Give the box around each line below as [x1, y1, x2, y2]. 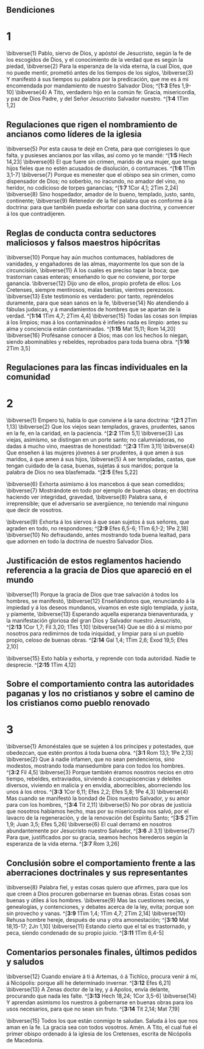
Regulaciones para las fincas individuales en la [6, 362, 188, 373]
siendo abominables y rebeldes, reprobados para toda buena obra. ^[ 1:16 [6, 338, 190, 345]
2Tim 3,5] [6, 344, 30, 352]
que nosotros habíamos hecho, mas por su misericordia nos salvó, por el [6, 807, 189, 815]
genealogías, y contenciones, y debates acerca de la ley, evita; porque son [6, 903, 194, 911]
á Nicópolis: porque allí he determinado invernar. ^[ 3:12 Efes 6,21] [6, 979, 171, 987]
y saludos [6, 957, 44, 967]
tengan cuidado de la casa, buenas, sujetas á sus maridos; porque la [6, 462, 178, 470]
